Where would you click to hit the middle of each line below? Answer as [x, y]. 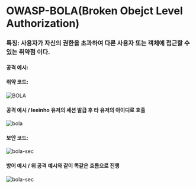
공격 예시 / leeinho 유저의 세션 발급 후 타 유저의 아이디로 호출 [76, 110]
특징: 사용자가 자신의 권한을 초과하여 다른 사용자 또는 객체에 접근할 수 [98, 43]
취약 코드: [17, 82]
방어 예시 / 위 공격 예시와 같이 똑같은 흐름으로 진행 [63, 165]
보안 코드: [17, 138]
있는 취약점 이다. [28, 52]
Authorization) [43, 23]
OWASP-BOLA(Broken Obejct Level [94, 11]
